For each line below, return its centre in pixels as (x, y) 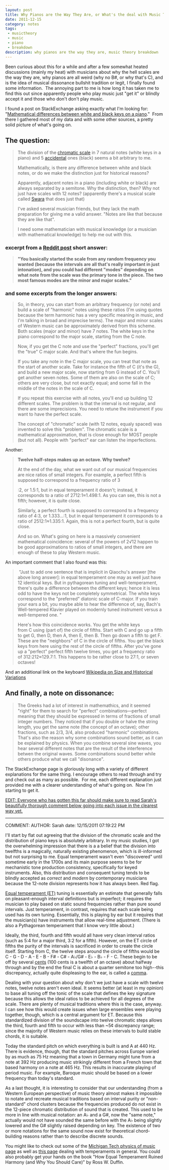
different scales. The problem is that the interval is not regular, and (87, 403)
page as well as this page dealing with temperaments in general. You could (83, 1151)
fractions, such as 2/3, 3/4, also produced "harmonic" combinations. (89, 732)
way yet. (14, 810)
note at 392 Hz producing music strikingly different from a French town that (83, 1062)
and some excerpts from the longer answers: (61, 293)
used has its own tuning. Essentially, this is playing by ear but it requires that (84, 914)
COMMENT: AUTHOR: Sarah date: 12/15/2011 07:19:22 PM (65, 825)
